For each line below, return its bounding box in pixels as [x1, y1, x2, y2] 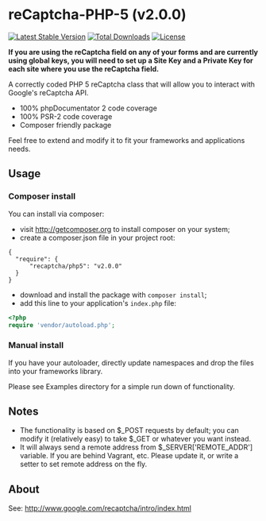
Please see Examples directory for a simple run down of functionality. [8, 381, 236, 391]
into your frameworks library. [8, 366, 103, 376]
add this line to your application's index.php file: [19, 298, 177, 307]
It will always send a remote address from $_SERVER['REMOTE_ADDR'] [19, 442, 253, 452]
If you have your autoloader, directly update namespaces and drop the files [8, 357, 254, 367]
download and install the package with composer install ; [19, 290, 207, 299]
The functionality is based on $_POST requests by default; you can [19, 426, 240, 435]
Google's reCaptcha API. [8, 87, 89, 97]
